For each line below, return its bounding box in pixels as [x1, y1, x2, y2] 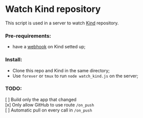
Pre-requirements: [5, 32, 51, 39]
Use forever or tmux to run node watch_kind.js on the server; [12, 73, 138, 79]
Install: [5, 56, 22, 63]
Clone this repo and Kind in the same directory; [12, 67, 110, 73]
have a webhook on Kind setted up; [12, 44, 86, 50]
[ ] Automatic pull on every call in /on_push [5, 107, 92, 113]
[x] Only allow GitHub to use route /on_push [5, 102, 94, 108]
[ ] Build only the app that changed [5, 96, 76, 103]
